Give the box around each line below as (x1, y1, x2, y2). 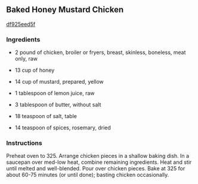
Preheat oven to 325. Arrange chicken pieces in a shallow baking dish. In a (6, 153, 190, 160)
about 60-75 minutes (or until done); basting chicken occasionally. (6, 172, 169, 179)
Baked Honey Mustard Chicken (6, 5, 124, 15)
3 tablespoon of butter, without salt (14, 101, 101, 109)
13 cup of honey (14, 66, 55, 74)
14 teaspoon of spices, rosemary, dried (14, 124, 112, 131)
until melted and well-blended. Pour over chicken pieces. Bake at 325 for (6, 165, 185, 172)
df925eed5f (6, 20, 36, 27)
